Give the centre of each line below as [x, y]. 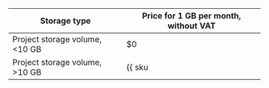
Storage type [65, 21]
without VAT [192, 26]
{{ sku [138, 67]
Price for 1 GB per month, [192, 16]
